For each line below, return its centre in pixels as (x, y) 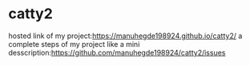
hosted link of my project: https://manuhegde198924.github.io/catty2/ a (125, 36)
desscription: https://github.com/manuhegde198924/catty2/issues (117, 52)
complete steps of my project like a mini (74, 44)
